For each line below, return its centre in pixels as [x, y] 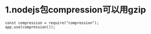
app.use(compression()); [30, 27]
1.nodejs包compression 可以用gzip [75, 10]
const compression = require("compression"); [52, 23]
